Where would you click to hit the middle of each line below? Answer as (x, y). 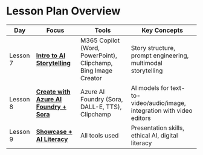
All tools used (100, 135)
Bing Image (97, 71)
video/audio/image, (158, 103)
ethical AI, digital (154, 135)
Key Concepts (162, 30)
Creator (91, 78)
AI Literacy (52, 139)
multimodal (147, 63)
